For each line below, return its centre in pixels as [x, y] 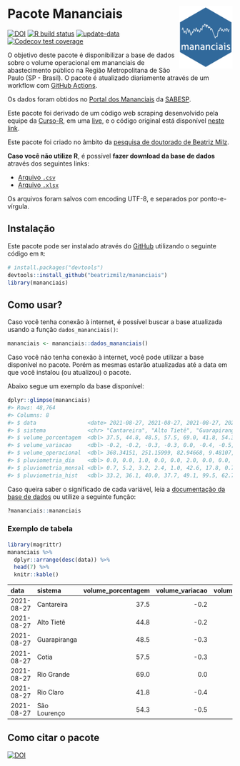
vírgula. [19, 206]
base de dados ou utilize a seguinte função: [72, 497]
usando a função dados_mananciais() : [63, 330]
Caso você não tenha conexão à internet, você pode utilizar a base [106, 357]
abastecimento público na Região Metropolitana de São [89, 70]
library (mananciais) [38, 283]
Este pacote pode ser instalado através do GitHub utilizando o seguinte [112, 246]
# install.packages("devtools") [55, 267]
